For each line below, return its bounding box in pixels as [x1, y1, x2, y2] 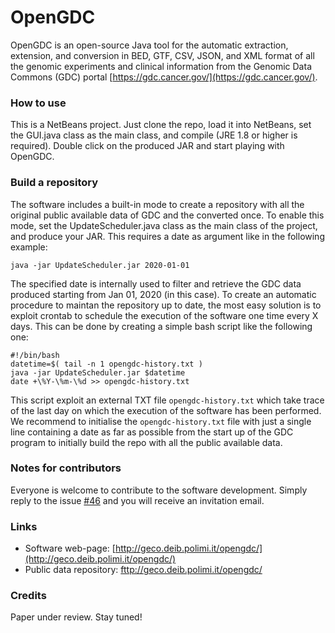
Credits [10, 589, 47, 603]
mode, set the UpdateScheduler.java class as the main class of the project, [10, 219, 318, 231]
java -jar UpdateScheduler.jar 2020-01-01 [10, 260, 190, 270]
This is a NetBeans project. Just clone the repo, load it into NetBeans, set [10, 119, 312, 131]
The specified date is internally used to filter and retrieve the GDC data [10, 277, 302, 290]
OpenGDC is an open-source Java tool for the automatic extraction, [10, 39, 289, 51]
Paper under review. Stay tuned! [10, 611, 143, 623]
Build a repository [10, 176, 99, 190]
